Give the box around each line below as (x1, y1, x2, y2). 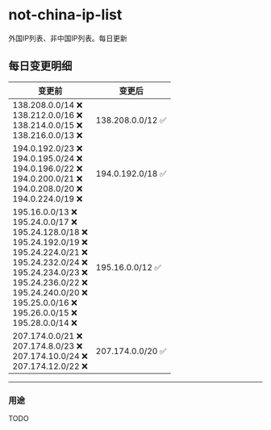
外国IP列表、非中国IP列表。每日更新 (8, 33, 127, 43)
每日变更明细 (8, 59, 73, 73)
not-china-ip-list (8, 6, 123, 24)
